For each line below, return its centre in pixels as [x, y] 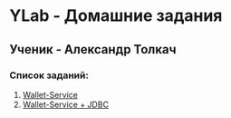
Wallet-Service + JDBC [66, 104]
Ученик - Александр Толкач [93, 49]
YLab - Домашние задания [116, 16]
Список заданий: [49, 75]
